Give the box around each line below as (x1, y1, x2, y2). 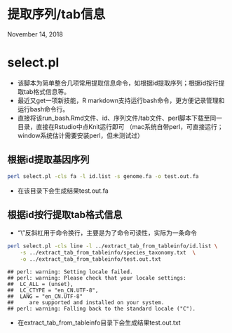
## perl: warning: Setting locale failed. (7, 269, 133, 276)
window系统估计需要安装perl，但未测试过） (17, 131, 144, 140)
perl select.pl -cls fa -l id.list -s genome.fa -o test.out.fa (7, 172, 199, 179)
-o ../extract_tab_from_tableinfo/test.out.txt (20, 256, 161, 263)
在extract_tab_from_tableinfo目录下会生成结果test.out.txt (17, 318, 181, 327)
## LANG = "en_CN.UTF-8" (7, 293, 83, 300)
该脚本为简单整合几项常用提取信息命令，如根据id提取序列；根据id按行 (17, 79, 219, 87)
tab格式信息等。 (23, 87, 70, 95)
